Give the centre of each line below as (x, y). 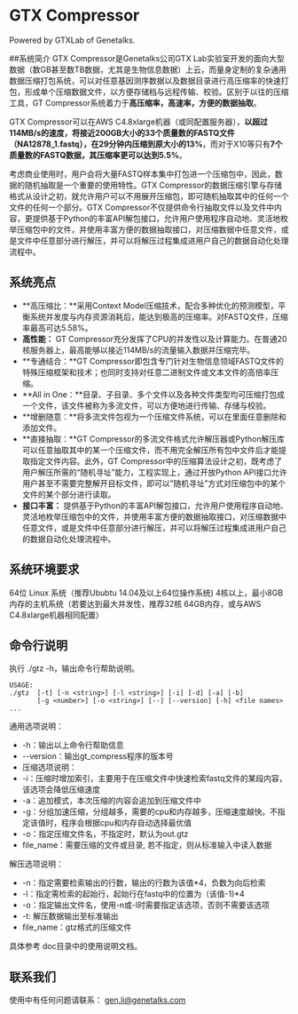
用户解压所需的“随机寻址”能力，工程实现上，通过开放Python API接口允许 (154, 472)
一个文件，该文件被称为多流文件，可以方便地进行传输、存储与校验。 (146, 405)
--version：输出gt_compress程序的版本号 (98, 756)
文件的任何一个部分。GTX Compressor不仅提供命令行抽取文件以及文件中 (142, 207)
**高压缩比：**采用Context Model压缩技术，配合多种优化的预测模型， (150, 305)
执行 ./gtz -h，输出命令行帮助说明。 (74, 668)
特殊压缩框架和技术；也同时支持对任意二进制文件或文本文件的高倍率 (146, 372)
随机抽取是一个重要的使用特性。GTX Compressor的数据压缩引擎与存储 (153, 185)
